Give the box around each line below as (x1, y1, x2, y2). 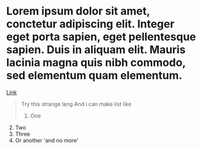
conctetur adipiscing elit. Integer (6, 17, 175, 31)
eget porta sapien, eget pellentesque (6, 30, 197, 44)
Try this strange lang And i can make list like (21, 100, 132, 107)
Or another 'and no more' (15, 136, 79, 144)
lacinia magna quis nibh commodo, (6, 56, 186, 70)
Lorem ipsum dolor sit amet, (6, 4, 150, 18)
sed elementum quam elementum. (6, 68, 183, 82)
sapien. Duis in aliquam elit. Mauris (6, 43, 186, 57)
